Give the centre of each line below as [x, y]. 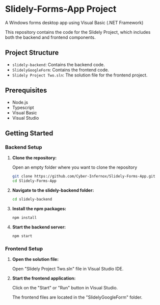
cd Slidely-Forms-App [34, 181]
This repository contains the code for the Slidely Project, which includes [78, 32]
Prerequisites [26, 90]
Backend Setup [24, 147]
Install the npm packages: [39, 208]
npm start [22, 236]
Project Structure [32, 53]
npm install [24, 217]
